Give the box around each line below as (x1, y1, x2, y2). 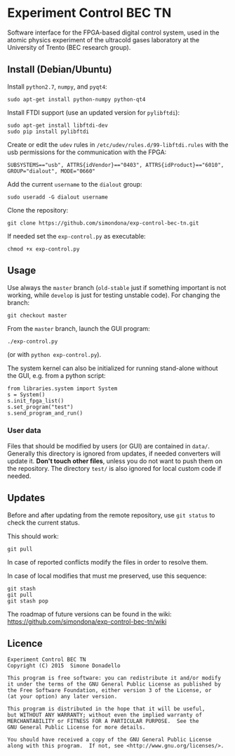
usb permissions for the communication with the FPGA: (7, 148, 167, 156)
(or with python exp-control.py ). (7, 350, 102, 358)
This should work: (7, 531, 60, 540)
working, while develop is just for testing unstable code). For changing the (7, 291, 221, 299)
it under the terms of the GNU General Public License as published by (7, 681, 221, 688)
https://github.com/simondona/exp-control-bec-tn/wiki (7, 617, 167, 626)
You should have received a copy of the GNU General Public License (7, 736, 212, 743)
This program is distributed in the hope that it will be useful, (7, 705, 206, 712)
